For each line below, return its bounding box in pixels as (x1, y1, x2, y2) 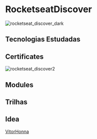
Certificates (5, 52, 44, 61)
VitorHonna (5, 128, 29, 134)
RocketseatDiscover (5, 4, 92, 15)
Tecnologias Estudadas (5, 35, 81, 44)
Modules (5, 80, 34, 89)
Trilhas (5, 97, 28, 106)
